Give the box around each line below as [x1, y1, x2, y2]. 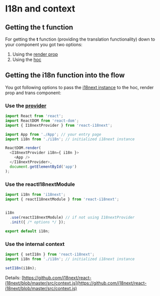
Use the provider [5, 102, 46, 109]
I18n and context [5, 3, 76, 15]
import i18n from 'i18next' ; [5, 192, 66, 197]
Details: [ [5, 275, 24, 281]
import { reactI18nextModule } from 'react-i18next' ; [5, 196, 120, 202]
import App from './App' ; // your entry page [5, 132, 101, 137]
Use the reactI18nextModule [5, 181, 75, 188]
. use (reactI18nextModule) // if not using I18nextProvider [9, 215, 135, 220]
